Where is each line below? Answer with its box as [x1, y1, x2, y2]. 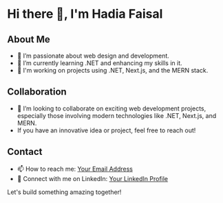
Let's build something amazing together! [7, 188, 122, 196]
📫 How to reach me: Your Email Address [17, 165, 133, 173]
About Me [7, 34, 50, 45]
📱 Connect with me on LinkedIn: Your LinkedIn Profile [17, 174, 169, 182]
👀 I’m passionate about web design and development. [17, 51, 170, 60]
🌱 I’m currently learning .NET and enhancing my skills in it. [17, 59, 182, 67]
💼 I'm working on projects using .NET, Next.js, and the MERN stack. [17, 67, 209, 74]
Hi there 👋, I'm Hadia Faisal [7, 6, 163, 22]
